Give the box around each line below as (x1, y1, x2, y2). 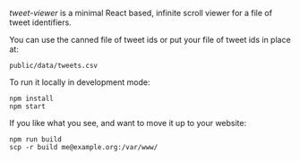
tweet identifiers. (9, 17, 72, 28)
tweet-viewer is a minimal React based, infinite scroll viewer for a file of (9, 8, 273, 18)
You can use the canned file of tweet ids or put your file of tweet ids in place (9, 35, 291, 45)
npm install (9, 94, 54, 103)
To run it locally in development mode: (9, 77, 150, 88)
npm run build (9, 135, 63, 144)
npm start (9, 102, 47, 111)
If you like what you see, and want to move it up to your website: (9, 118, 247, 128)
